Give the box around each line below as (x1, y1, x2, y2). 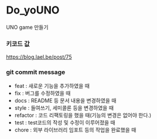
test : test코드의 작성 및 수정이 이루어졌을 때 (14, 118, 115, 126)
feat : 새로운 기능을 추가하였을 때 (14, 82, 90, 89)
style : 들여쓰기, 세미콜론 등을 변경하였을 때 (14, 104, 114, 111)
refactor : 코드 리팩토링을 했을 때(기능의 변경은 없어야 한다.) (14, 111, 152, 118)
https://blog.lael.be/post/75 (6, 53, 72, 60)
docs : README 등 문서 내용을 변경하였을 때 (14, 97, 117, 104)
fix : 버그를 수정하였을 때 (14, 89, 71, 97)
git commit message (6, 68, 66, 76)
